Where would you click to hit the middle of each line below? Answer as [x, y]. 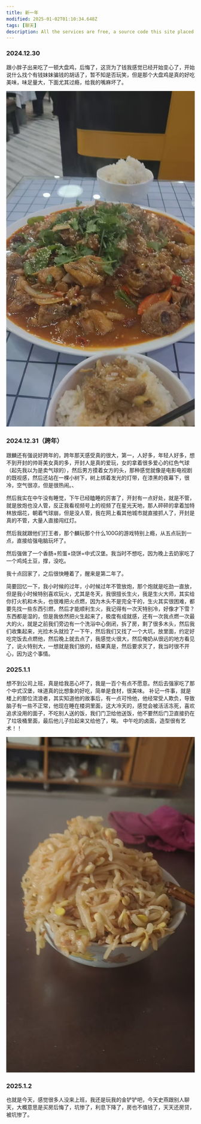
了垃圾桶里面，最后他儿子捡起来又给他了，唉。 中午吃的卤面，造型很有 [93, 721]
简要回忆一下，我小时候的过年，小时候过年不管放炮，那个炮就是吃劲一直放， [100, 586]
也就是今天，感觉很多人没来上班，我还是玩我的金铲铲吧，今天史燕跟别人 [95, 1100]
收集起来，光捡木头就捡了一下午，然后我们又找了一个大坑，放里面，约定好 [103, 631]
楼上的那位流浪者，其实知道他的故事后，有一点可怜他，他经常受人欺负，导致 [100, 699]
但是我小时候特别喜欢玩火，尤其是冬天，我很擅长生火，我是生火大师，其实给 [100, 594]
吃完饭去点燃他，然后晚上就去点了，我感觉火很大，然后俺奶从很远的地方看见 [100, 639]
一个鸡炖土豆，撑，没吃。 [38, 561]
